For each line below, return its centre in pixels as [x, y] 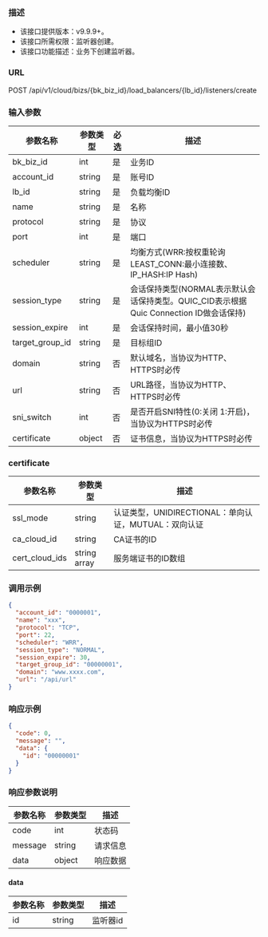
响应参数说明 [33, 793]
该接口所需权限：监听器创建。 [69, 42]
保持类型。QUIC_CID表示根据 [193, 301]
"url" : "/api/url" [46, 680]
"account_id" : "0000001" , [59, 613]
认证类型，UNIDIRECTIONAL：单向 [179, 512]
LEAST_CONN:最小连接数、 [181, 263]
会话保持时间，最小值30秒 [179, 327]
